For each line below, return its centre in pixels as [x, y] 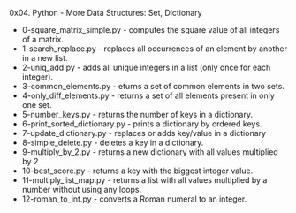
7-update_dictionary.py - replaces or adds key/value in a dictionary [144, 133]
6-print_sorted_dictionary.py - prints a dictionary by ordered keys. [142, 124]
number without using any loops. [82, 190]
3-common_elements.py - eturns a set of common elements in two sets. [153, 86]
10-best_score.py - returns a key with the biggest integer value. [137, 171]
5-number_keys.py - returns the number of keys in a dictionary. [137, 114]
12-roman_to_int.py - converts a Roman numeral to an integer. [134, 199]
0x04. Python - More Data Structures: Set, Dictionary [106, 13]
